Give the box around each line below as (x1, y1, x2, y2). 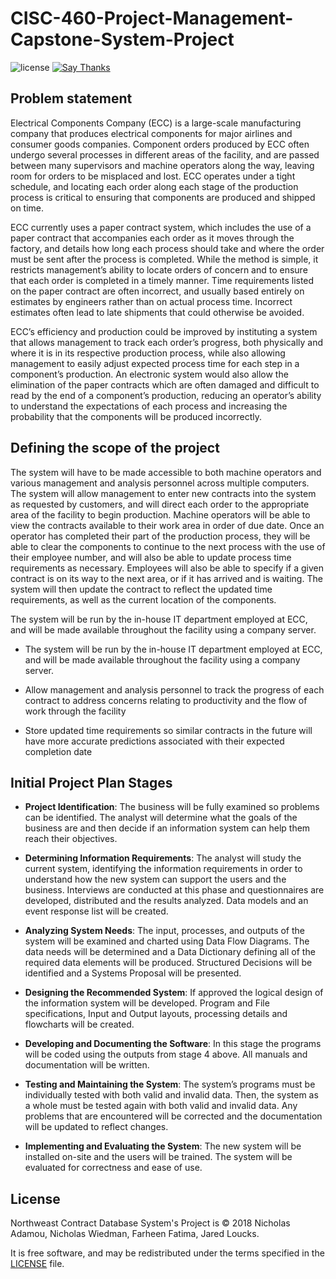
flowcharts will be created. (24, 1018, 135, 1031)
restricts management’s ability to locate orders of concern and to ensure (10, 263, 308, 276)
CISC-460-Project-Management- (10, 7, 294, 30)
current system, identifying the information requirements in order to (24, 863, 303, 875)
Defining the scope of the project (10, 440, 220, 457)
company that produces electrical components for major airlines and (10, 127, 293, 139)
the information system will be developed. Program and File (24, 997, 270, 1009)
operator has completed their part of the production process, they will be (10, 530, 311, 542)
